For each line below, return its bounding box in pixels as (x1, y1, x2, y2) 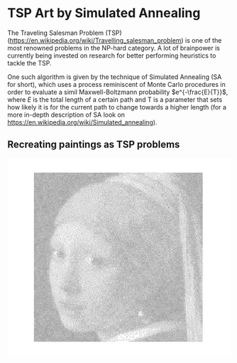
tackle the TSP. (7, 58, 52, 67)
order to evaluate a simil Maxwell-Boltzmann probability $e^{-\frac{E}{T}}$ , (7, 88, 228, 96)
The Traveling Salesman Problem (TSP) (7, 28, 122, 37)
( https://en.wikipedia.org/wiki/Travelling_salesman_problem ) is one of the (7, 36, 222, 44)
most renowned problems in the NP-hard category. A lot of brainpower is (7, 43, 220, 52)
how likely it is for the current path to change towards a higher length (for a (7, 102, 227, 111)
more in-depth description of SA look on (7, 110, 126, 119)
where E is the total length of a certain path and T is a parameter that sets (7, 95, 223, 104)
